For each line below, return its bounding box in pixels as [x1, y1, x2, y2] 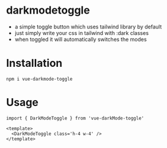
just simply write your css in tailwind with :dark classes [14, 29, 149, 36]
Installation [6, 57, 63, 70]
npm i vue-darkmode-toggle [6, 76, 73, 82]
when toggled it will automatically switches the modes [14, 36, 147, 43]
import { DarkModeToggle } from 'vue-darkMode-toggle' [6, 115, 144, 121]
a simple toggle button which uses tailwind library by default [14, 23, 162, 30]
